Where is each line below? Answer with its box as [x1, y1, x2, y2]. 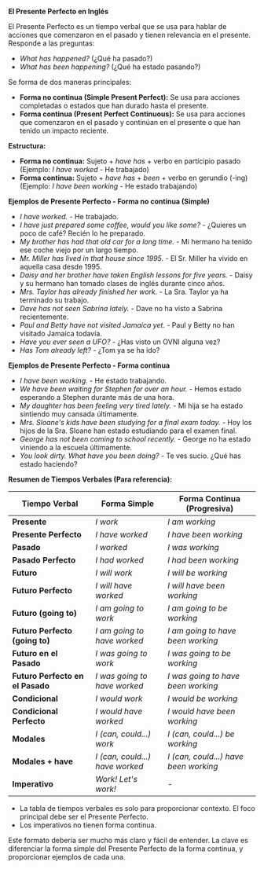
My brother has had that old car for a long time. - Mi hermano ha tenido [19, 237, 253, 246]
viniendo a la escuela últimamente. [19, 443, 132, 452]
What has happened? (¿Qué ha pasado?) [19, 54, 153, 63]
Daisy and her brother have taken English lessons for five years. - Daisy [19, 270, 253, 280]
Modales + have [12, 756, 73, 767]
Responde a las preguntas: [8, 38, 95, 48]
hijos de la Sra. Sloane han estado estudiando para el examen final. [19, 426, 237, 435]
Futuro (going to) [12, 608, 77, 618]
